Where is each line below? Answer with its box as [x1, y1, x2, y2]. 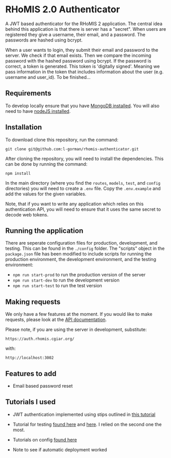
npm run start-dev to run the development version [12, 277, 120, 283]
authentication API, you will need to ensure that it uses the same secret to [5, 206, 161, 212]
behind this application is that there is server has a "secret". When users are [5, 26, 166, 32]
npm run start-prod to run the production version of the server [12, 272, 146, 278]
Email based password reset [12, 383, 73, 389]
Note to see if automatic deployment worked [12, 446, 107, 452]
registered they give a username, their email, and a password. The [5, 31, 145, 37]
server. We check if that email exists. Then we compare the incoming [5, 52, 151, 58]
